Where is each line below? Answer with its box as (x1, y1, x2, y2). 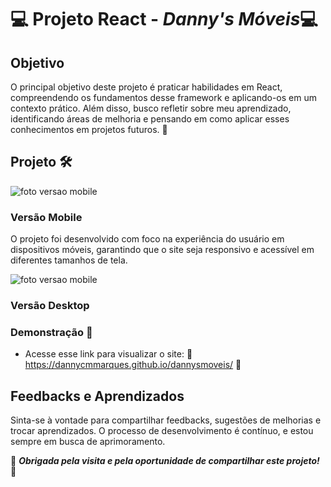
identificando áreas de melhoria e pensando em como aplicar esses (10, 113, 290, 125)
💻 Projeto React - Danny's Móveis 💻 (10, 8, 319, 31)
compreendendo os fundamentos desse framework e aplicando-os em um (10, 92, 317, 103)
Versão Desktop (10, 299, 90, 313)
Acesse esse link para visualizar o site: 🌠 (24, 348, 193, 360)
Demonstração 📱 (10, 325, 93, 339)
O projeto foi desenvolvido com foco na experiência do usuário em (10, 233, 285, 245)
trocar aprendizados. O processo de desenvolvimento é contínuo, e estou (10, 425, 314, 437)
